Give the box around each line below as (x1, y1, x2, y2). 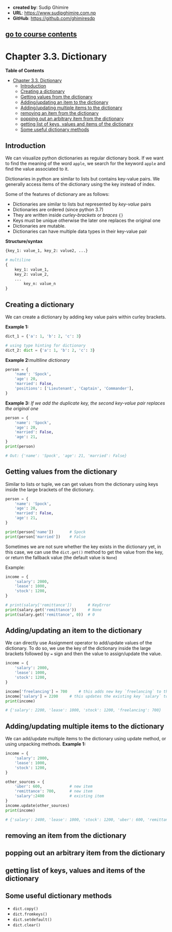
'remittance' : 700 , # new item (14, 789, 93, 794)
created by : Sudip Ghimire (12, 5, 69, 10)
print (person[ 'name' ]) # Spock (5, 529, 86, 535)
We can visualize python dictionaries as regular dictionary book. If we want (5, 155, 164, 161)
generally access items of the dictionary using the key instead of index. (5, 181, 156, 188)
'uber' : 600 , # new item (14, 784, 93, 789)
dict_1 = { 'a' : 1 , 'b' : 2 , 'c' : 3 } (5, 333, 81, 339)
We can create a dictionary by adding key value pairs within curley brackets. (5, 314, 166, 320)
